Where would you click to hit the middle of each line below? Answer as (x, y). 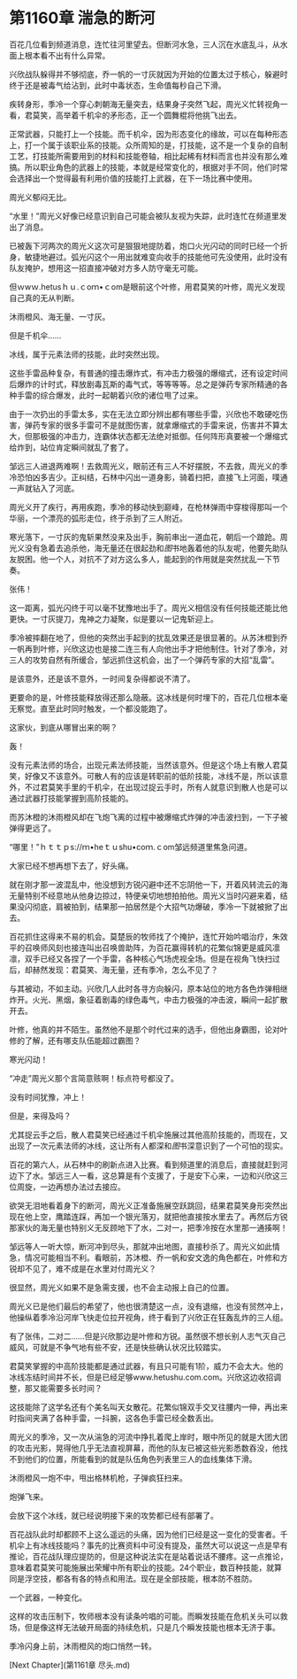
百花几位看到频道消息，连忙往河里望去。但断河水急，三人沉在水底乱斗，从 (145, 44)
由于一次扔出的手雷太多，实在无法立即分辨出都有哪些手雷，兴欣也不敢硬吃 (145, 414)
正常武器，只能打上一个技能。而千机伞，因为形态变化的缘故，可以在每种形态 (148, 134)
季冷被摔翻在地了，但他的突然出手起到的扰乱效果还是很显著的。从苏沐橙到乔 (148, 638)
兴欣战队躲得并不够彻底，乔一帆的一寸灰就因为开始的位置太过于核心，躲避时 (148, 74)
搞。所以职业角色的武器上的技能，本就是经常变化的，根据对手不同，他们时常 (148, 167)
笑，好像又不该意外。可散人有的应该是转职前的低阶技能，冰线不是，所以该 (145, 776)
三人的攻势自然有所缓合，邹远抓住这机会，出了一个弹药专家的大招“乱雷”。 (145, 660)
